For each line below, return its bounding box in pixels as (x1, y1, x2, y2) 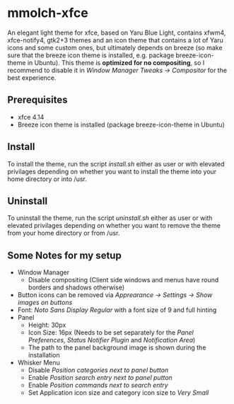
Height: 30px (28, 321, 66, 330)
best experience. (7, 73, 57, 82)
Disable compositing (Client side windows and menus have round (28, 276, 219, 284)
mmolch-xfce (7, 5, 88, 21)
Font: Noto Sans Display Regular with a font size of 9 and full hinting (17, 306, 217, 314)
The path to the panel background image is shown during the (28, 343, 206, 352)
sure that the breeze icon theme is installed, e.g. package (7, 51, 175, 59)
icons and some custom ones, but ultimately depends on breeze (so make (7, 43, 223, 52)
